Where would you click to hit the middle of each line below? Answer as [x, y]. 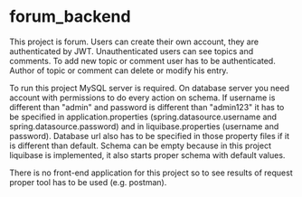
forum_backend [70, 17]
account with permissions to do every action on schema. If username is [142, 98]
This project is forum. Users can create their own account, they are [134, 42]
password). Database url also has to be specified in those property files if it [150, 136]
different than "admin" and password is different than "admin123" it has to [147, 107]
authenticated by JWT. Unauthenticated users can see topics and [132, 51]
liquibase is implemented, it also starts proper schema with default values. [147, 155]
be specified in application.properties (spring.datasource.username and [143, 117]
